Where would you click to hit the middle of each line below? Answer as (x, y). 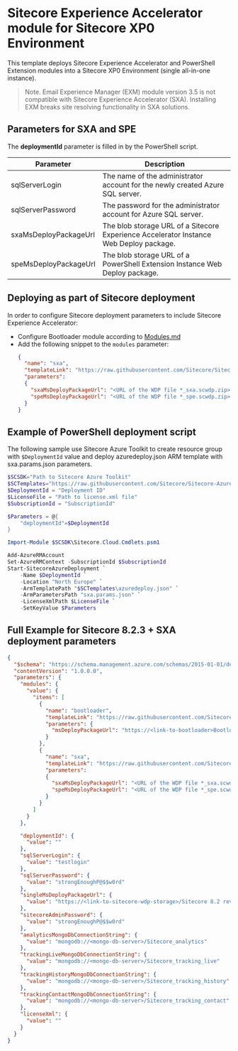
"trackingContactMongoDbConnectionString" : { (89, 994)
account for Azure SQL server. (153, 214)
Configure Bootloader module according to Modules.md (99, 336)
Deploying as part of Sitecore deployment (101, 298)
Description (165, 163)
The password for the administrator (161, 205)
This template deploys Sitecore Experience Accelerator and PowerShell (111, 63)
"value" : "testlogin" (58, 862)
